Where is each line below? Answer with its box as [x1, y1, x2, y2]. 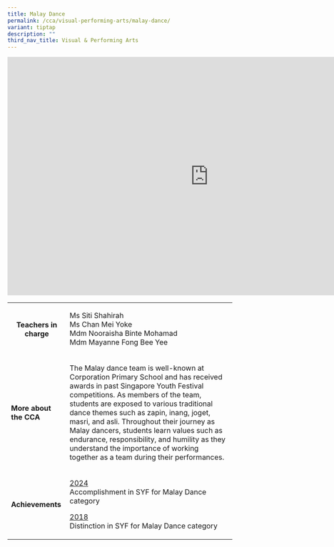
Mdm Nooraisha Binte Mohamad [69, 329, 178, 339]
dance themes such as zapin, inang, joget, [69, 408, 211, 418]
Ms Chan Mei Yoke [69, 319, 133, 329]
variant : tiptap [7, 24, 56, 31]
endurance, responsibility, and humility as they [69, 434, 226, 444]
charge [24, 329, 49, 339]
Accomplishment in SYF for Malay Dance [69, 487, 207, 497]
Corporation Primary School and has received [69, 372, 223, 382]
